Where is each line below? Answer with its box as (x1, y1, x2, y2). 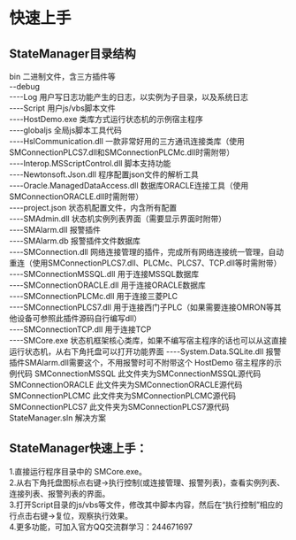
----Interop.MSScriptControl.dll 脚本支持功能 (9, 158, 171, 168)
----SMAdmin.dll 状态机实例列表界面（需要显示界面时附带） (9, 213, 227, 224)
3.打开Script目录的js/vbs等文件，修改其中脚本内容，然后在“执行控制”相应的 (9, 499, 284, 510)
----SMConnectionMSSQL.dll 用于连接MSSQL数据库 (9, 269, 200, 279)
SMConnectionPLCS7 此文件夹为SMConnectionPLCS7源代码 (9, 402, 230, 412)
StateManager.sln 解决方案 (9, 413, 106, 423)
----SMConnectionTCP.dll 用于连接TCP (9, 324, 152, 335)
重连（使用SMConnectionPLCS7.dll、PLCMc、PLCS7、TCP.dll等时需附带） (9, 258, 282, 268)
